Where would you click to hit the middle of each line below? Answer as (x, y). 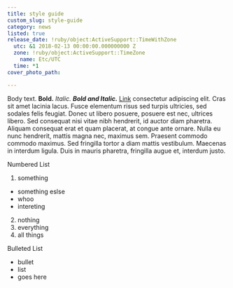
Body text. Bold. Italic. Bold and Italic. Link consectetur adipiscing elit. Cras (116, 98)
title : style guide (36, 14)
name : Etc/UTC (40, 60)
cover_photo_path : (34, 72)
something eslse (41, 191)
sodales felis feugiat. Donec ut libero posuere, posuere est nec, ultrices (110, 114)
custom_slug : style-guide (45, 20)
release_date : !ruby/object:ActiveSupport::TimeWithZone (92, 40)
